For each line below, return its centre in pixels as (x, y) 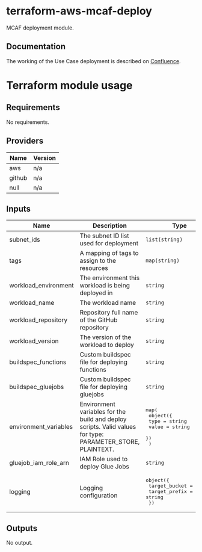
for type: (92, 434)
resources (94, 268)
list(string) (164, 240)
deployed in (96, 293)
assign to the (98, 261)
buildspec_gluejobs (37, 387)
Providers (25, 141)
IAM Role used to (104, 459)
